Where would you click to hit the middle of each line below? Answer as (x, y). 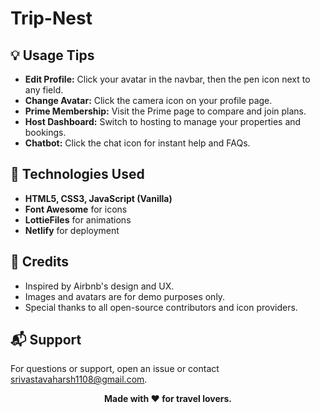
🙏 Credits (40, 262)
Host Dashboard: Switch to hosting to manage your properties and (163, 121)
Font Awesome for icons (76, 209)
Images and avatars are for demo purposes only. (125, 296)
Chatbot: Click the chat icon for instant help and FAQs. (137, 143)
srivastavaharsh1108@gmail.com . (79, 379)
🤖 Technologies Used (77, 174)
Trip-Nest (51, 18)
